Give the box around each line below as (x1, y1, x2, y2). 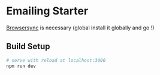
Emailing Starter (6, 4, 89, 18)
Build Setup (6, 41, 50, 52)
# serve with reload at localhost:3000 (6, 57, 106, 64)
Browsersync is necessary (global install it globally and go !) (6, 24, 155, 31)
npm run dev (6, 63, 36, 69)
